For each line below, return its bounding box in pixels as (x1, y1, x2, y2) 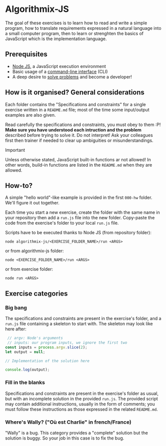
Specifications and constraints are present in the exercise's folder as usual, (5, 390, 159, 396)
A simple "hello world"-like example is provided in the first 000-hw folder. (5, 194, 153, 200)
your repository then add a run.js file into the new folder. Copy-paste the (5, 215, 155, 221)
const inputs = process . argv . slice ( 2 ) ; (5, 345, 88, 350)
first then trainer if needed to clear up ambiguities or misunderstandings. (5, 137, 154, 143)
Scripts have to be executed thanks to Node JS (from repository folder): (5, 230, 152, 236)
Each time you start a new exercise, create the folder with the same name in (5, 209, 160, 215)
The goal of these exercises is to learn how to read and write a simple (5, 20, 147, 26)
